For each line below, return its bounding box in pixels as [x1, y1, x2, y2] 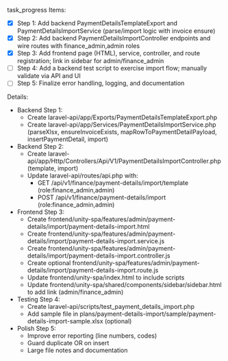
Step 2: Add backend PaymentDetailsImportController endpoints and [16, 34, 211, 42]
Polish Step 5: [16, 325, 56, 333]
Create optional [27, 259, 71, 267]
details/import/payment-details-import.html [27, 223, 150, 231]
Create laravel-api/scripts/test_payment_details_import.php [27, 303, 195, 311]
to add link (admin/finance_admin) [27, 288, 124, 297]
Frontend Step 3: [16, 208, 65, 216]
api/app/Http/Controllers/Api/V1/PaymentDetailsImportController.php [27, 157, 221, 165]
